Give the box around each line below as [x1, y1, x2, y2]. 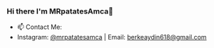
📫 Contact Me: [16, 23, 62, 31]
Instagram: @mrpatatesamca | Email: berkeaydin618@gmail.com [16, 33, 208, 42]
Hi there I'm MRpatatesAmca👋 [6, 6, 113, 16]
